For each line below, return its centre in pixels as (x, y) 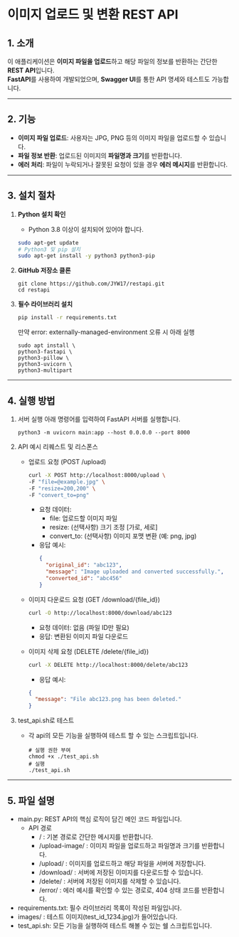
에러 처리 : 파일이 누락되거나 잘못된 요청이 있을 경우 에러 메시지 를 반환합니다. (123, 164)
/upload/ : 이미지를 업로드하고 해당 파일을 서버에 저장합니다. (122, 863)
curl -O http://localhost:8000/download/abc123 (100, 613)
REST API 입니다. (31, 70)
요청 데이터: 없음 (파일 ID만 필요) (84, 627)
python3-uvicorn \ (45, 364)
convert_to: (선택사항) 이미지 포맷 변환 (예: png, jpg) (123, 536)
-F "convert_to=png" (59, 495)
